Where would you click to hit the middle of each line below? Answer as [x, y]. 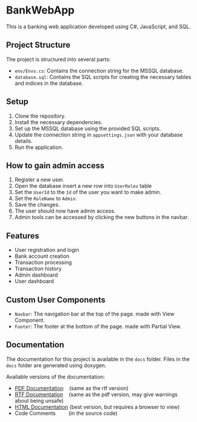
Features [23, 236]
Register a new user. [39, 180]
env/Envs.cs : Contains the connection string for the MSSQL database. [99, 71]
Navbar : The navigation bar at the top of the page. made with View [94, 314]
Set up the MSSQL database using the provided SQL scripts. [88, 128]
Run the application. [39, 147]
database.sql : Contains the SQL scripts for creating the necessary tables [103, 77]
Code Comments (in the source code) [66, 413]
